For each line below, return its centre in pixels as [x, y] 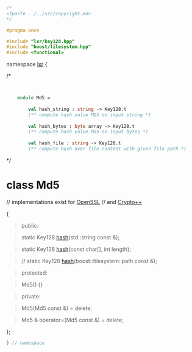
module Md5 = [34, 98]
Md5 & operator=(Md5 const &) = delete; [72, 320]
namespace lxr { [27, 65]
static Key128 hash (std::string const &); [70, 237]
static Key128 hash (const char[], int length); [76, 249]
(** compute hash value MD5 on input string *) [90, 115]
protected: [34, 273]
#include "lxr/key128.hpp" [41, 41]
